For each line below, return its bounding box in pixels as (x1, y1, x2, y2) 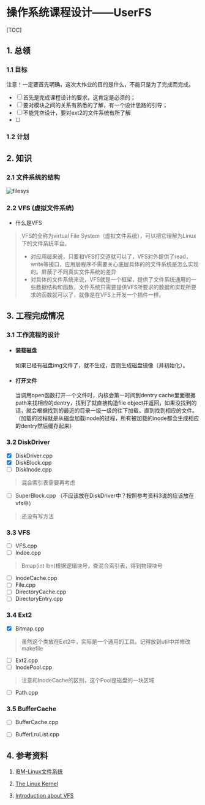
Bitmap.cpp (15, 625, 45, 632)
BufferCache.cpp (15, 719, 59, 726)
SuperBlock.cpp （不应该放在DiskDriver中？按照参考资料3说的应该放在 (15, 492, 195, 499)
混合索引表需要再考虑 (21, 479, 75, 486)
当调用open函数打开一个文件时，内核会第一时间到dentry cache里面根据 (15, 392, 196, 399)
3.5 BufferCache (6, 704, 57, 713)
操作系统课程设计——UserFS (6, 6, 152, 20)
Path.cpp (15, 689, 39, 696)
